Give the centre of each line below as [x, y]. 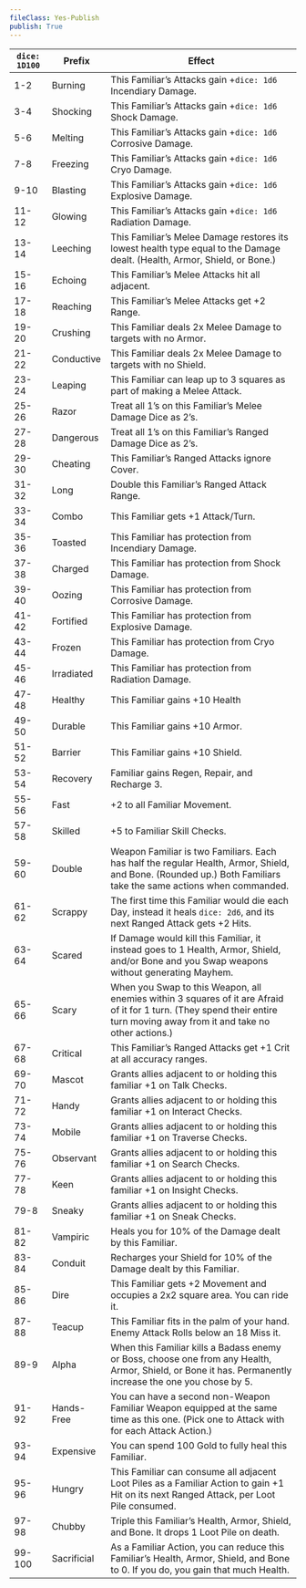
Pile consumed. [143, 1506]
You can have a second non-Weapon [190, 1396]
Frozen [66, 647]
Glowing [69, 216]
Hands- [69, 1407]
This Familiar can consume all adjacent [194, 1471]
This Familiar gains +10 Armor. [177, 726]
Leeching [71, 248]
